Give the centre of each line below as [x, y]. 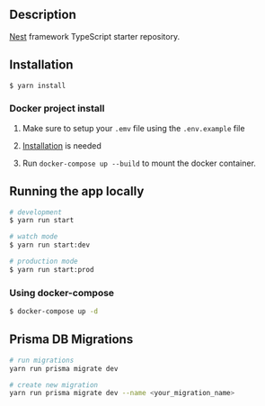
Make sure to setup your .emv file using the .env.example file [133, 128]
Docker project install [57, 109]
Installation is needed [62, 145]
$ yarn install [38, 86]
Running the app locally [77, 191]
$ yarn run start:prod [52, 269]
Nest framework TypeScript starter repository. [95, 36]
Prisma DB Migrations [71, 340]
